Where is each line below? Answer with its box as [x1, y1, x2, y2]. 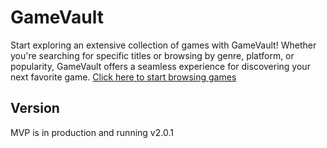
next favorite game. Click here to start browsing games [10, 71, 237, 83]
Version [10, 100, 60, 117]
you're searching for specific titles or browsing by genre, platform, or [10, 49, 295, 61]
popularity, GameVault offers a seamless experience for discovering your [10, 60, 311, 72]
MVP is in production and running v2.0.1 [10, 126, 174, 138]
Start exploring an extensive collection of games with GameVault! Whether [10, 39, 317, 51]
